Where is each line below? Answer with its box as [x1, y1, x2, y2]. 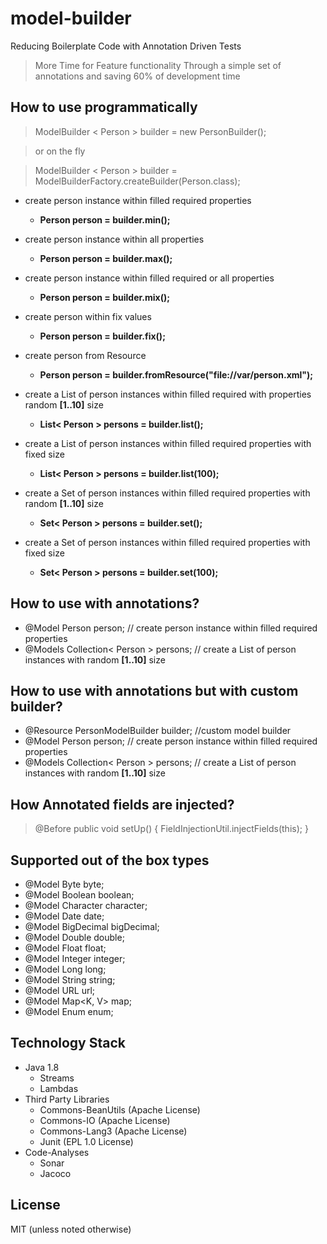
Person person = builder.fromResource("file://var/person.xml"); [39, 368, 314, 381]
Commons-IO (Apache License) [39, 1114, 171, 1126]
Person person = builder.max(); [39, 252, 173, 264]
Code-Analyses [24, 1146, 90, 1158]
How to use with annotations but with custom [10, 682, 299, 699]
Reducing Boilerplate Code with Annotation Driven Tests [10, 40, 242, 52]
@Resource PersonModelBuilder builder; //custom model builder [24, 725, 292, 737]
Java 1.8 [24, 1061, 60, 1073]
